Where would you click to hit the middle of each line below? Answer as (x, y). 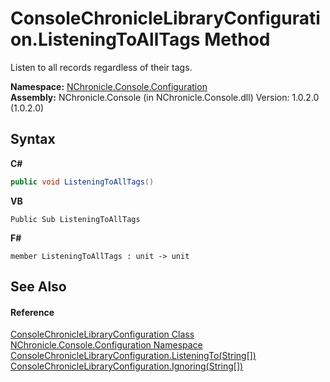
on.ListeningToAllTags (105, 39)
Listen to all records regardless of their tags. (101, 67)
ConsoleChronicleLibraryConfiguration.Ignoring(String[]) (127, 366)
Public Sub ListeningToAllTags (75, 219)
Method (237, 39)
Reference (32, 312)
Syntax (33, 139)
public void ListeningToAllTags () (82, 182)
